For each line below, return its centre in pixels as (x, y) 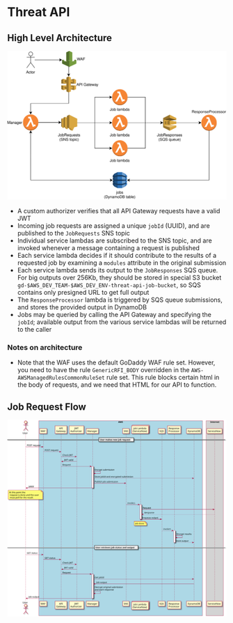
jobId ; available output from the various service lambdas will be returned (122, 322)
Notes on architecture (45, 347)
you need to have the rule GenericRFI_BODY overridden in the (103, 370)
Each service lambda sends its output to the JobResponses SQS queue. (118, 270)
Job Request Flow (47, 407)
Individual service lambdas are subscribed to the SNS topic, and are (114, 240)
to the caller (34, 330)
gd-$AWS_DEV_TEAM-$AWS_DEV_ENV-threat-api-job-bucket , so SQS (109, 285)
